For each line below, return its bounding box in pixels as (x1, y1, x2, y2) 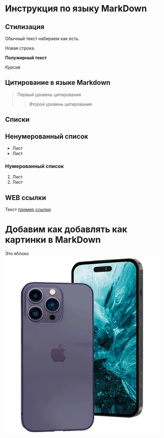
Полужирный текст (5, 55, 47, 61)
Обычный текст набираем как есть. (5, 35, 80, 41)
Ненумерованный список (5, 132, 88, 140)
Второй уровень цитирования (29, 101, 92, 107)
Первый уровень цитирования (17, 92, 81, 98)
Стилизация (5, 23, 45, 31)
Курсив (5, 65, 21, 70)
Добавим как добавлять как (5, 224, 128, 235)
